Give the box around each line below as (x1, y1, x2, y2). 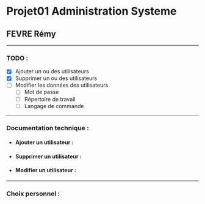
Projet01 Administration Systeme (6, 4, 177, 18)
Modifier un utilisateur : (15, 167, 76, 174)
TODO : (6, 54, 29, 62)
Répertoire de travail (24, 95, 76, 103)
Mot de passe (24, 89, 59, 96)
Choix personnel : (6, 189, 60, 198)
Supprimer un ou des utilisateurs (15, 75, 98, 82)
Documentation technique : (6, 123, 90, 132)
